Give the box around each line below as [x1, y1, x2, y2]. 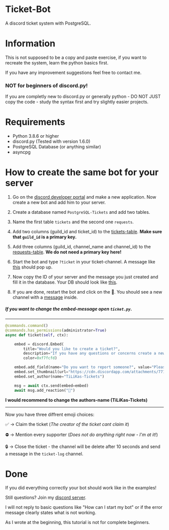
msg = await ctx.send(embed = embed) [14, 383, 89, 388]
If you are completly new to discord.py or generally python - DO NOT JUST [5, 94, 161, 100]
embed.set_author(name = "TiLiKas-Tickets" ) [14, 374, 105, 379]
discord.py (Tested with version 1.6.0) [12, 138, 91, 144]
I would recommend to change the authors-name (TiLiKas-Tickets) [5, 397, 148, 403]
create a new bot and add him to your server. [12, 200, 106, 206]
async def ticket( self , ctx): [5, 332, 69, 337]
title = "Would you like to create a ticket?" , [23, 346, 121, 351]
